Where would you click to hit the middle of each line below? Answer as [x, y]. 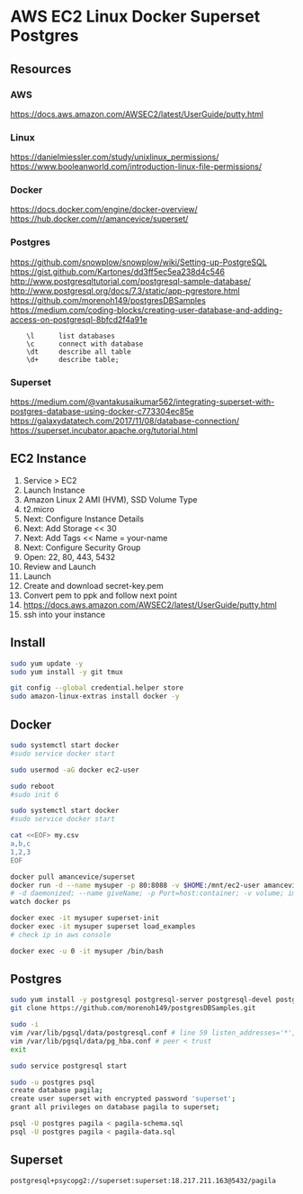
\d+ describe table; [73, 359]
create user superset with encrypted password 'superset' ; [123, 1099]
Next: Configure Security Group [82, 547]
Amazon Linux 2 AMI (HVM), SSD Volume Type [110, 499]
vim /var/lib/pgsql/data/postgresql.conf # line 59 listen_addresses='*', [153, 1033]
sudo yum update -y [47, 664]
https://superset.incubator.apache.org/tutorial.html [104, 430]
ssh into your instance [64, 614]
